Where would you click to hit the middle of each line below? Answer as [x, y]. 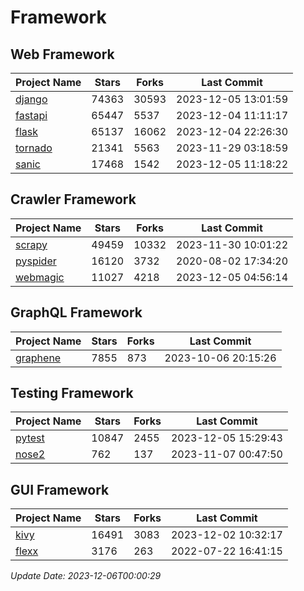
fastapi [31, 115]
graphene [38, 358]
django [31, 99]
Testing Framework [72, 393]
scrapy [31, 244]
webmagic [40, 277]
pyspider [36, 261]
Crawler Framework [73, 199]
